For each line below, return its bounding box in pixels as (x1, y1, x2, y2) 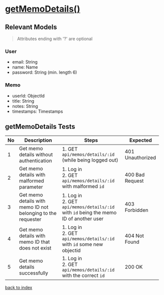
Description (24, 137, 52, 144)
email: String (12, 59, 38, 65)
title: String (12, 98, 35, 104)
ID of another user (61, 215, 104, 222)
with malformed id (61, 183, 104, 190)
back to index (5, 285, 33, 291)
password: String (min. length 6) (12, 69, 77, 75)
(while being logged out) (61, 157, 119, 164)
